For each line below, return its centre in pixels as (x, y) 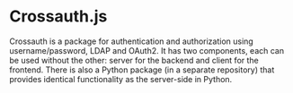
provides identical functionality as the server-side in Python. (121, 79)
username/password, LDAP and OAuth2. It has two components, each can (147, 50)
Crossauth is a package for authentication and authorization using (131, 41)
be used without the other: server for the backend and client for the (134, 60)
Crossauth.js (58, 17)
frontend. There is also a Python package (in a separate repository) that (142, 70)
